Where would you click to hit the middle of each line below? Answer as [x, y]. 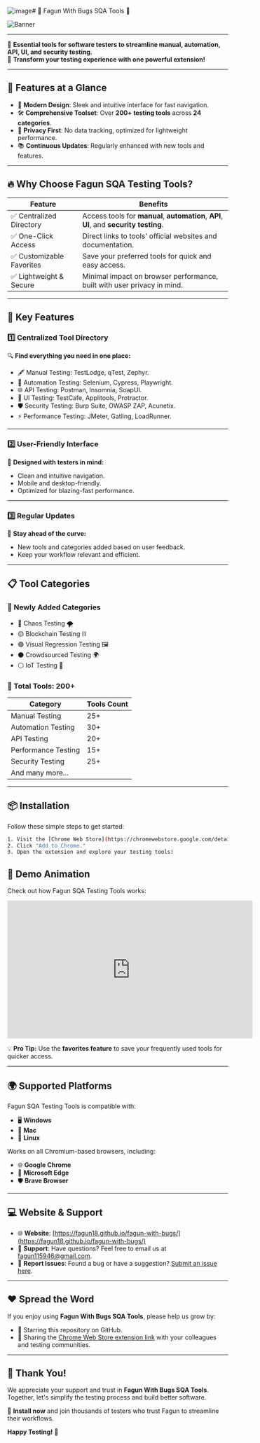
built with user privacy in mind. [133, 285]
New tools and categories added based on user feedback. [101, 547]
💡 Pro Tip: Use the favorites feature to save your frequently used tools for [115, 1049]
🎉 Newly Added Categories [54, 607]
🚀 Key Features [41, 318]
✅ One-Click [32, 236]
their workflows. [30, 1418]
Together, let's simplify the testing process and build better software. [107, 1397]
